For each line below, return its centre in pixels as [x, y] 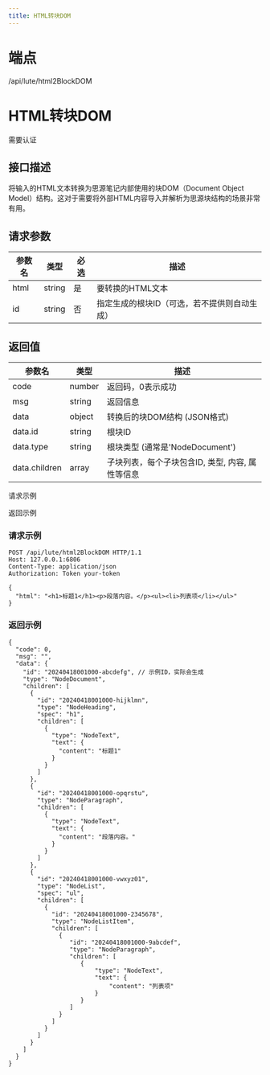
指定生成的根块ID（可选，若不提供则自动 [173, 304]
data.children [37, 467]
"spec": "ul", [61, 893]
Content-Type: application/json [62, 567]
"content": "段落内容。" [97, 837]
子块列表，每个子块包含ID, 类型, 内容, [177, 462]
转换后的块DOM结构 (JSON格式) [168, 416]
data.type [31, 446]
